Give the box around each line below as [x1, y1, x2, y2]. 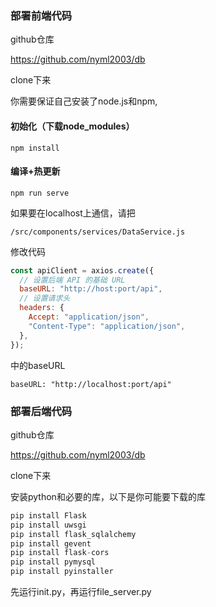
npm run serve [10, 188, 70, 198]
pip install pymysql [10, 557, 97, 567]
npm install [10, 143, 60, 153]
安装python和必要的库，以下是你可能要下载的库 [10, 490, 206, 502]
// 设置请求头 [19, 293, 71, 304]
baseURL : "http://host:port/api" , [19, 284, 163, 294]
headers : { [19, 303, 65, 313]
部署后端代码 [10, 404, 73, 418]
